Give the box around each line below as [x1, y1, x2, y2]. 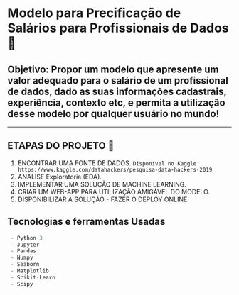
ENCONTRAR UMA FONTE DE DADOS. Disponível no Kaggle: [17, 158, 201, 167]
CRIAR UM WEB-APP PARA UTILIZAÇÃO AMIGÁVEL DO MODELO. [17, 187, 211, 196]
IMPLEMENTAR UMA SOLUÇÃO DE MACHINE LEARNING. [17, 179, 186, 189]
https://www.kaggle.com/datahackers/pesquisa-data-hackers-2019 [17, 166, 213, 173]
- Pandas [10, 247, 37, 255]
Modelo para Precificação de [7, 5, 181, 21]
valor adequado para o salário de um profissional [7, 74, 229, 87]
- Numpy [10, 254, 33, 262]
